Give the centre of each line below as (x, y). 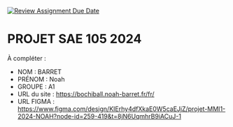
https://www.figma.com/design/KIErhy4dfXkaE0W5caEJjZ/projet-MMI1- (121, 109)
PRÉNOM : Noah (41, 79)
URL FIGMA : (36, 101)
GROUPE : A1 (36, 87)
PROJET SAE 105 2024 (75, 39)
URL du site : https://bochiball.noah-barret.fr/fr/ (86, 94)
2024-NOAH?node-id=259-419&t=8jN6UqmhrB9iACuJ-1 (99, 116)
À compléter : (27, 58)
